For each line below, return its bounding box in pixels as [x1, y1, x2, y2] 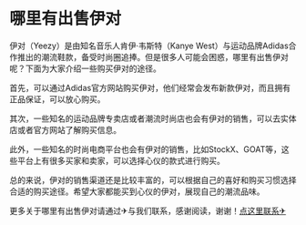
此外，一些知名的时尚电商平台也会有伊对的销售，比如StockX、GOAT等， [9, 143, 282, 155]
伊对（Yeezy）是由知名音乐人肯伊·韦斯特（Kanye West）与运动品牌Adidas [9, 40, 289, 51]
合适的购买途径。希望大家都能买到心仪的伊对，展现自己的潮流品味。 [9, 186, 265, 197]
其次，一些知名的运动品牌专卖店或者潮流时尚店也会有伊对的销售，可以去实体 [9, 113, 297, 124]
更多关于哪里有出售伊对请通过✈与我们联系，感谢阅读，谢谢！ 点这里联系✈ [9, 205, 287, 216]
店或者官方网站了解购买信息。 [9, 124, 121, 135]
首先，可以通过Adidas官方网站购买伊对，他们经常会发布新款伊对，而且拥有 [9, 82, 291, 93]
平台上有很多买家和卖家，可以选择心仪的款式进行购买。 [16, 155, 225, 166]
